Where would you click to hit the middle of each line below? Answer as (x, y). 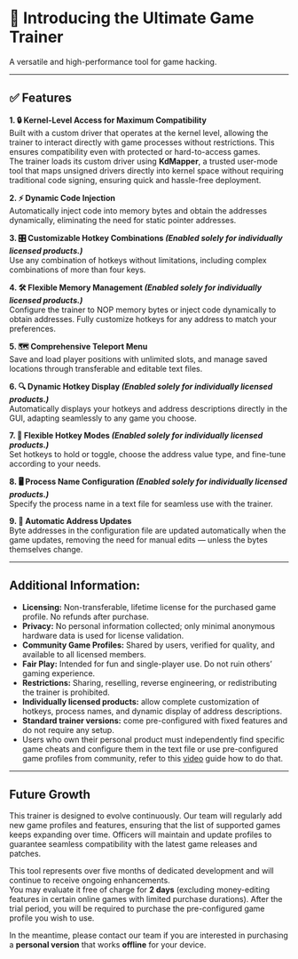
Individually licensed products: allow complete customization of (141, 701)
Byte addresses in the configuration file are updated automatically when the (148, 530)
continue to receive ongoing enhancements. (90, 881)
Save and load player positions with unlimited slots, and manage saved (138, 359)
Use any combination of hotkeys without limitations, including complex (138, 260)
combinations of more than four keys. (78, 270)
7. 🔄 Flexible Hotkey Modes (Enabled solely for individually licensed (136, 435)
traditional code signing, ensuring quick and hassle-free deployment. (135, 180)
